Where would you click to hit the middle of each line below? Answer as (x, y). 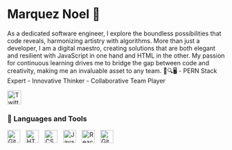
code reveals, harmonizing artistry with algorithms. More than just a (104, 40)
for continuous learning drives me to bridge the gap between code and (108, 62)
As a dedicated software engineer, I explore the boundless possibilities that (114, 33)
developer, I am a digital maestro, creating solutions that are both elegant (111, 48)
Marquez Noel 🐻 (54, 14)
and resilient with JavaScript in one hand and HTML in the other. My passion (116, 56)
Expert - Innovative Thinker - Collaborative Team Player (87, 81)
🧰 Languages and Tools (47, 119)
